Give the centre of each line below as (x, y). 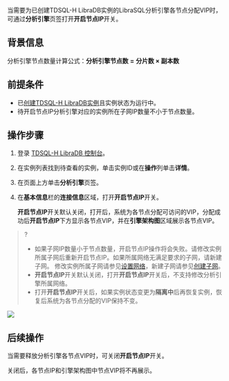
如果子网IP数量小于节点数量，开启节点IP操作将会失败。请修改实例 (128, 249)
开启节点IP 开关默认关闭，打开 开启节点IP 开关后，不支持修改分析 (125, 275)
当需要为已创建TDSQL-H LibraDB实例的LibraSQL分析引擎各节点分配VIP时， (114, 10)
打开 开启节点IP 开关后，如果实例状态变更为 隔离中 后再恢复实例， (125, 292)
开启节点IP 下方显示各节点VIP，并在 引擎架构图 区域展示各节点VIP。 (124, 221)
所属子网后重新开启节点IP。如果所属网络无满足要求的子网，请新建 (128, 258)
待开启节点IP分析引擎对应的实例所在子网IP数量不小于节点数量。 (108, 111)
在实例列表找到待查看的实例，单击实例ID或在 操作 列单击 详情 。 (105, 168)
